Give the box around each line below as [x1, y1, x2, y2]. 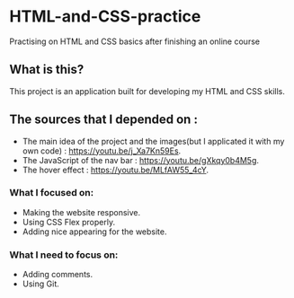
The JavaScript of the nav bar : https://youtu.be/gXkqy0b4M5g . [22, 154, 259, 165]
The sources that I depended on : [9, 112, 198, 127]
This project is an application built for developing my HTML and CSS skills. [9, 85, 285, 96]
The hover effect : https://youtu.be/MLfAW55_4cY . [22, 164, 209, 175]
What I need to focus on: [9, 249, 119, 261]
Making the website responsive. [22, 206, 141, 217]
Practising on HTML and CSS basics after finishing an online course [9, 36, 261, 47]
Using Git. [22, 278, 60, 289]
